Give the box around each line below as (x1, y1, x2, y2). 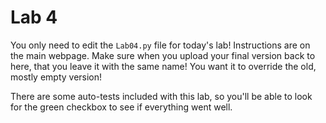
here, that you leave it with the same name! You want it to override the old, (10, 60, 317, 72)
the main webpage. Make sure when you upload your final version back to (10, 49, 316, 61)
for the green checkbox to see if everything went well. (10, 101, 233, 113)
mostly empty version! (10, 71, 103, 83)
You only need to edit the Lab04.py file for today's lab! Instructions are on (10, 39, 311, 51)
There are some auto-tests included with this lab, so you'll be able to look (10, 90, 313, 102)
